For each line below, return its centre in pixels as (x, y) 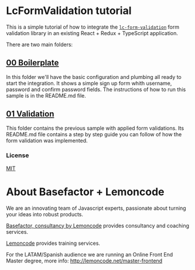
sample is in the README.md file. (46, 95)
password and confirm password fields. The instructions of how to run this (96, 89)
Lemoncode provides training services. (53, 243)
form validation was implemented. (47, 140)
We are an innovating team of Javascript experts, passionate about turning (96, 208)
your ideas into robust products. (45, 214)
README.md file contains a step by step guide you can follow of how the (94, 134)
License (18, 155)
